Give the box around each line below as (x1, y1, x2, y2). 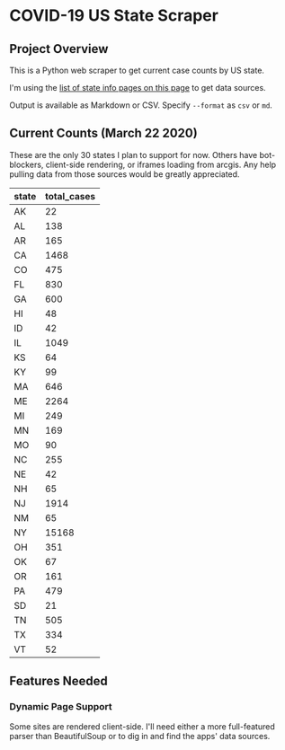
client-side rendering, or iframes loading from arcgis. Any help (45, 159, 277, 170)
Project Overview (9, 41, 109, 57)
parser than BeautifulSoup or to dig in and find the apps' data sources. (9, 730, 271, 741)
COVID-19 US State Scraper (9, 5, 218, 26)
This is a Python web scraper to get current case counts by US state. (9, 65, 265, 75)
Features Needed (9, 674, 108, 689)
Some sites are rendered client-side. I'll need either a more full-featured (9, 720, 276, 732)
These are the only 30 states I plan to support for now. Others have (9, 149, 258, 160)
